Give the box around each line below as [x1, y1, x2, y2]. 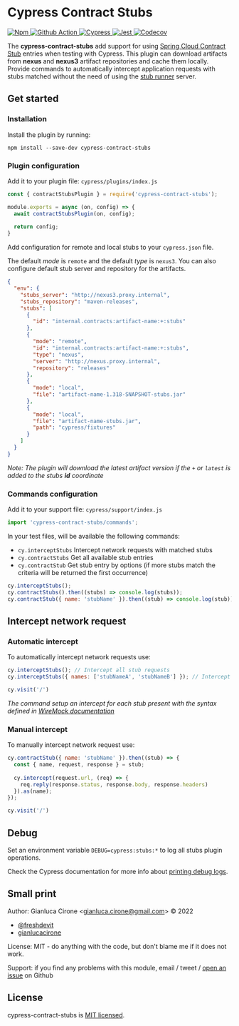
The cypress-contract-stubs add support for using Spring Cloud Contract [7, 41, 226, 50]
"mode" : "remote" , [33, 338, 87, 345]
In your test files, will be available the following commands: [7, 532, 180, 540]
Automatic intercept [7, 636, 78, 646]
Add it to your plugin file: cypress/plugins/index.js [7, 176, 158, 186]
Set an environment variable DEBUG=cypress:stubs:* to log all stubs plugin [7, 846, 223, 855]
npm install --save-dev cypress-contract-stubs [7, 144, 152, 151]
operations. [7, 853, 41, 862]
